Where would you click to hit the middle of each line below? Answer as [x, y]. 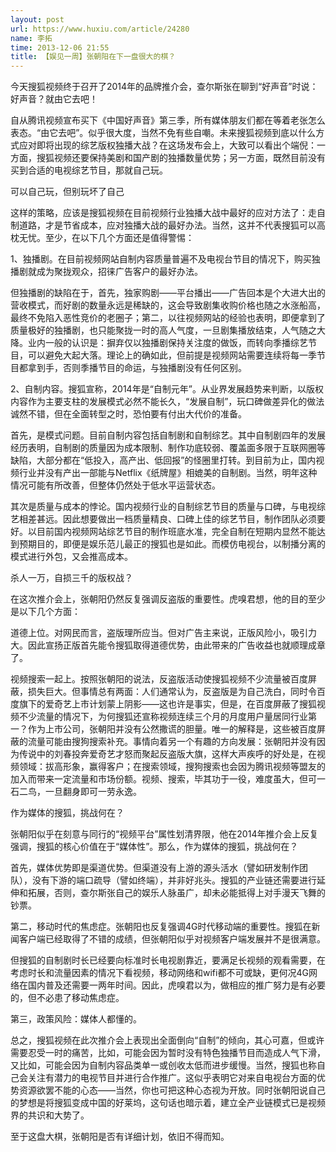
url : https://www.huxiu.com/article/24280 [100, 29]
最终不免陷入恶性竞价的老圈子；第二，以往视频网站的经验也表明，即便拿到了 [168, 318]
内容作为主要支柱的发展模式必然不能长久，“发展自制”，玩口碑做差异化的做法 [167, 402]
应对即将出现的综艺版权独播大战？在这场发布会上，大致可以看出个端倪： [167, 145]
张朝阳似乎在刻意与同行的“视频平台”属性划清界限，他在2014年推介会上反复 [164, 834]
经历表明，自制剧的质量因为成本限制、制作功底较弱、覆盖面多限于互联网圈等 [168, 448]
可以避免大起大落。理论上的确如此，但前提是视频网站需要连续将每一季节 [176, 355]
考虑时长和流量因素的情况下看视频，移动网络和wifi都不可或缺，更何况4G [159, 973]
